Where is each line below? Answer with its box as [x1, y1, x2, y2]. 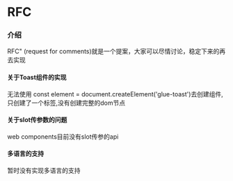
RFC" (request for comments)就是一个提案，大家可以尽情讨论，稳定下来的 [7, 47, 220, 55]
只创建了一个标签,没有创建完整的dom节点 [7, 98, 126, 107]
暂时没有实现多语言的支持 [7, 166, 81, 175]
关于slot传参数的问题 [7, 116, 67, 124]
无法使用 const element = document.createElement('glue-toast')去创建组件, [7, 89, 224, 98]
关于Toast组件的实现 [7, 74, 67, 82]
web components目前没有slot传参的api [7, 132, 119, 141]
